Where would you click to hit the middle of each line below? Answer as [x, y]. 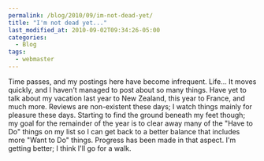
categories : [28, 37]
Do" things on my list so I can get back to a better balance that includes [124, 131]
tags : [17, 52]
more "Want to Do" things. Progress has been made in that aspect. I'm [122, 140]
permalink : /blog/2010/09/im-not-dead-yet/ [81, 15]
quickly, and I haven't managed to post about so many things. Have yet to [127, 90]
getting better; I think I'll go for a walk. [70, 148]
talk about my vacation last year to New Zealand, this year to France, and [127, 98]
